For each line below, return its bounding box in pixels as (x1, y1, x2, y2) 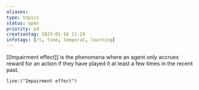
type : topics (6, 14, 39, 21)
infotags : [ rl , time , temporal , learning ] (6, 37, 115, 43)
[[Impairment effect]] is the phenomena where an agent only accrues (6, 54, 179, 60)
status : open (6, 20, 39, 26)
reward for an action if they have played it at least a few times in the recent (6, 60, 193, 67)
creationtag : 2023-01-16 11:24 (6, 31, 86, 37)
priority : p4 (6, 25, 39, 32)
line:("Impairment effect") (6, 78, 78, 84)
